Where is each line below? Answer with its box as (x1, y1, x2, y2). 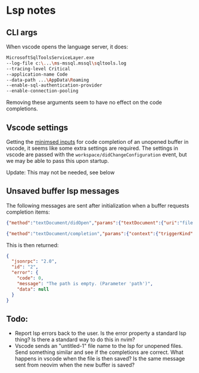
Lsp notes (6, 4, 56, 17)
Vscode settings (6, 122, 69, 132)
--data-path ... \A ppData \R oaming (6, 77, 89, 83)
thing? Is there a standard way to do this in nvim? (14, 336, 135, 343)
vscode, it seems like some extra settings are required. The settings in (6, 144, 179, 152)
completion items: (6, 208, 51, 215)
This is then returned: (6, 241, 59, 248)
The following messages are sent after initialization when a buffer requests (6, 202, 189, 209)
